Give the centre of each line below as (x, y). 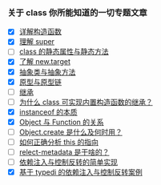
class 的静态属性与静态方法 (64, 52)
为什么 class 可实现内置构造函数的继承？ (86, 102)
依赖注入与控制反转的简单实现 (68, 163)
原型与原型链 (40, 82)
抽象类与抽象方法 (47, 72)
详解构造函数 (40, 32)
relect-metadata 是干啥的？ (64, 152)
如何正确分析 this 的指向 (59, 142)
